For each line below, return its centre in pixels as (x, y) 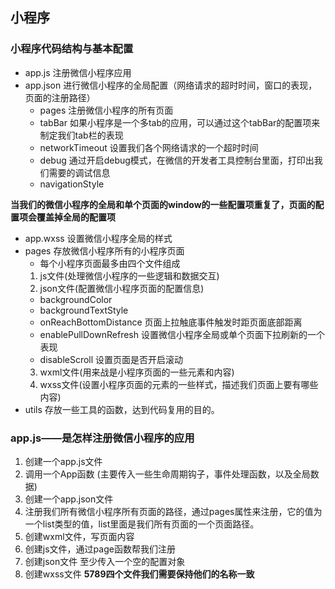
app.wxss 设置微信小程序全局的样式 (98, 238)
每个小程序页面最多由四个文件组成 (110, 263)
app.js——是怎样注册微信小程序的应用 (102, 438)
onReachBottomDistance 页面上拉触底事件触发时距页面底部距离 (171, 322)
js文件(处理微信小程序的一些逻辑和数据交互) (129, 275)
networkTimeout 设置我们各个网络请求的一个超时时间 (149, 147)
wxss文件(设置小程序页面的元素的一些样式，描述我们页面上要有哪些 (179, 384)
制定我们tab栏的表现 (81, 135)
